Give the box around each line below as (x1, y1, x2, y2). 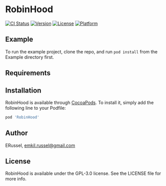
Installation (5, 86, 41, 95)
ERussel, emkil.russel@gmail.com (5, 142, 75, 148)
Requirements (5, 69, 51, 77)
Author (5, 129, 28, 138)
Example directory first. (5, 54, 54, 60)
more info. (5, 176, 27, 182)
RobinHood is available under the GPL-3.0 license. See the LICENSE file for (5, 170, 161, 176)
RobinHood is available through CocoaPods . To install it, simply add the (5, 99, 154, 105)
